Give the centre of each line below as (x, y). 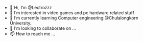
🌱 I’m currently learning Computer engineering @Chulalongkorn (74, 18)
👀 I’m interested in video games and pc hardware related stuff (72, 13)
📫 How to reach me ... (32, 34)
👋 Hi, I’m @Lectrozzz (31, 8)
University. (21, 23)
